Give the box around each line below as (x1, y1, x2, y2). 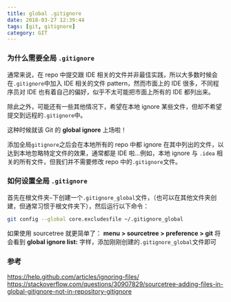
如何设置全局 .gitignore (7, 177, 88, 186)
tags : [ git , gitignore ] (7, 23, 76, 30)
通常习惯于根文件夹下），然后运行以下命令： (25, 201, 150, 210)
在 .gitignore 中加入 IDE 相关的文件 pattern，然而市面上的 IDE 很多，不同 (7, 79, 214, 87)
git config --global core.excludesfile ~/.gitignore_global (7, 215, 184, 223)
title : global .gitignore (7, 10, 81, 17)
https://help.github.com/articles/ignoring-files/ (7, 273, 139, 281)
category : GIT (7, 29, 48, 37)
